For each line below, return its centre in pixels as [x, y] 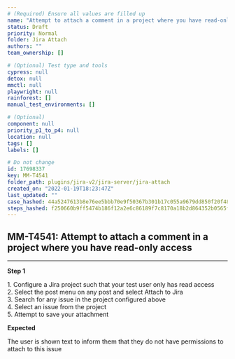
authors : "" [24, 46]
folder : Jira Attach [37, 40]
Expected [22, 328]
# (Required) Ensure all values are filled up [76, 14]
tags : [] [20, 143]
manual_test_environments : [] [51, 105]
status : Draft [28, 27]
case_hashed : [26, 202]
